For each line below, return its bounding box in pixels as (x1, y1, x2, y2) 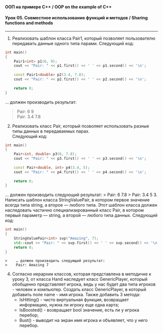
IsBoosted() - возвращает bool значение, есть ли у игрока (19, 307, 140, 313)
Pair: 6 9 (16, 108, 34, 114)
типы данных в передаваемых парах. (12, 128, 90, 134)
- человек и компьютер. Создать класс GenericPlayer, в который (12, 286, 147, 292)
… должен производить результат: (5, 99, 77, 105)
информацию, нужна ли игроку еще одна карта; (19, 302, 119, 307)
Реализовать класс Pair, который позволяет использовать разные (12, 123, 149, 129)
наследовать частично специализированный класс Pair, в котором (5, 207, 144, 213)
